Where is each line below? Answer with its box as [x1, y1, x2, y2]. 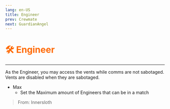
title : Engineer [5, 12, 39, 17]
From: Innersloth [17, 99, 52, 105]
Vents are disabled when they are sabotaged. [5, 74, 100, 81]
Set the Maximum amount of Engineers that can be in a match [20, 89, 149, 96]
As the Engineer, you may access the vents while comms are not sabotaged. [5, 69, 164, 75]
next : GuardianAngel [5, 21, 49, 27]
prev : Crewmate [5, 17, 37, 22]
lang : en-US [5, 7, 30, 13]
